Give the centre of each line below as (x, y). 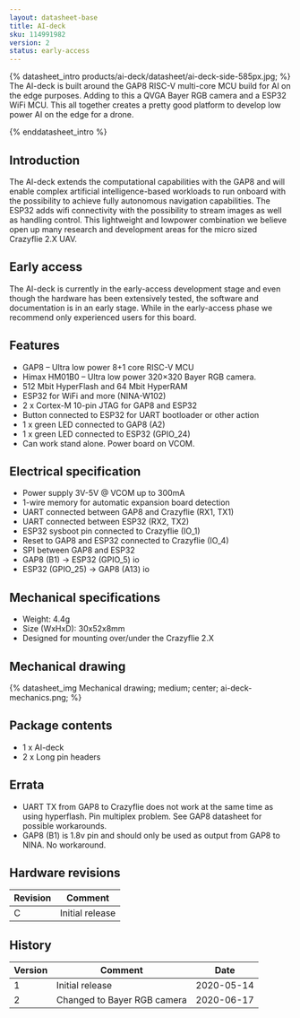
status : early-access (50, 51)
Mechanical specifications (85, 597)
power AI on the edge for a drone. (72, 115)
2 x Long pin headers (61, 757)
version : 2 (30, 43)
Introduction (45, 160)
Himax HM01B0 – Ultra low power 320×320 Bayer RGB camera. (139, 377)
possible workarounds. (64, 825)
